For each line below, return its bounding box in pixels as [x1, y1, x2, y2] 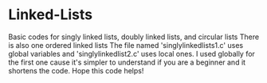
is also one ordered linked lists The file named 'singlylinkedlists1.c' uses [8, 40, 244, 49]
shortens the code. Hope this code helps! [8, 65, 144, 75]
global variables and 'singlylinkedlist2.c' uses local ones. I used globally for [8, 49, 255, 58]
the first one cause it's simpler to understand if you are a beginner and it [8, 57, 245, 67]
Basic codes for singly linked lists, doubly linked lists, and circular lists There [8, 32, 260, 41]
